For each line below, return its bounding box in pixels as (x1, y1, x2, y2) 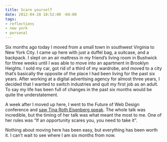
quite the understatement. (5, 92, 59, 98)
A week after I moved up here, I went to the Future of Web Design (5, 102, 140, 107)
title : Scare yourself (5, 7, 52, 12)
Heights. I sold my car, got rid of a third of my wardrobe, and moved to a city (5, 65, 162, 71)
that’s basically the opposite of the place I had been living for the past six (5, 71, 156, 76)
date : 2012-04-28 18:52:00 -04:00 (5, 12, 77, 17)
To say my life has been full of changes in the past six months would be (5, 87, 152, 92)
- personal (5, 30, 28, 35)
